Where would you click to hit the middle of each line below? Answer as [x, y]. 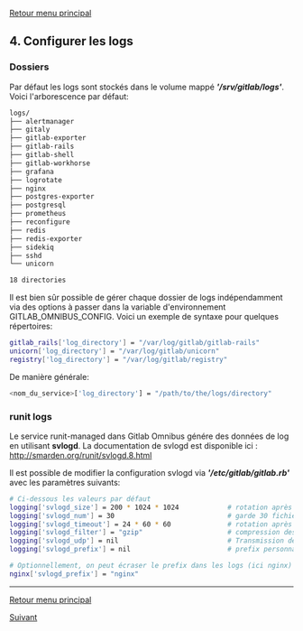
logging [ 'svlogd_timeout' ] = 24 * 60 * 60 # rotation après [151, 524]
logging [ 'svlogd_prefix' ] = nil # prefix [134, 550]
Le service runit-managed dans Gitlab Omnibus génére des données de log [149, 436]
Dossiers [29, 67]
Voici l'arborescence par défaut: [69, 96]
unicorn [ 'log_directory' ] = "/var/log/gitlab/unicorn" [115, 351]
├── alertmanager [42, 121]
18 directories [38, 280]
